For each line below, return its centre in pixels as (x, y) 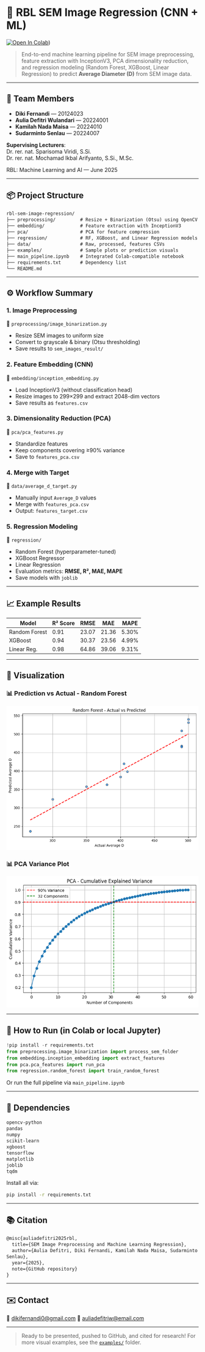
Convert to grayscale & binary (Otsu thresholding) (77, 342)
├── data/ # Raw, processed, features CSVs (86, 244)
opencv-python (24, 1122)
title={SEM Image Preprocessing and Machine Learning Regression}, (99, 1244)
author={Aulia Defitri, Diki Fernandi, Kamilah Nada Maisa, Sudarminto (105, 1250)
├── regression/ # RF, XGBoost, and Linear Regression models (102, 238)
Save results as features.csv (52, 403)
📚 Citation (27, 1220)
